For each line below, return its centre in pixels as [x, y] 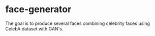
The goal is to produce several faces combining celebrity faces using [78, 23]
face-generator [38, 9]
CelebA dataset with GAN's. [34, 28]
